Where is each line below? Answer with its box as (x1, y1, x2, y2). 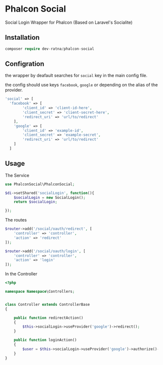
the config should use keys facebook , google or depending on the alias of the (5, 82, 158, 88)
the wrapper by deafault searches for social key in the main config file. (5, 73, 147, 79)
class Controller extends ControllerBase (5, 302, 90, 307)
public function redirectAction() (14, 315, 83, 320)
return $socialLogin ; (14, 200, 57, 205)
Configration (5, 60, 45, 68)
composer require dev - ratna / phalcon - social (5, 46, 95, 51)
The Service (5, 172, 30, 178)
